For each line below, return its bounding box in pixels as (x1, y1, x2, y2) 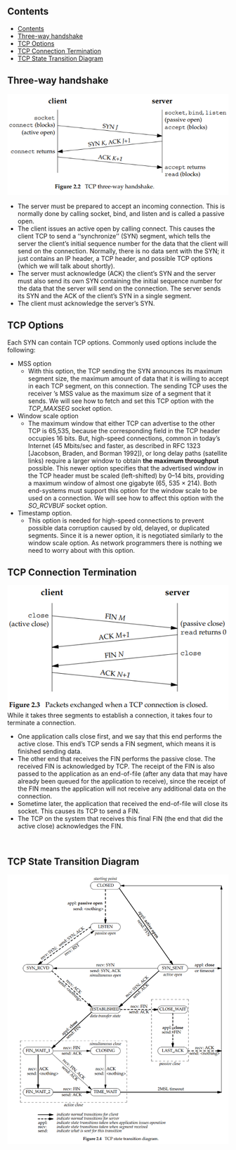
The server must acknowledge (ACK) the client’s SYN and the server (17, 269, 216, 277)
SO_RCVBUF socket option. (27, 501, 107, 509)
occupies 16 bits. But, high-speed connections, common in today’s (27, 434, 221, 442)
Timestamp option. (17, 509, 72, 517)
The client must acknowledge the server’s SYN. (17, 299, 155, 307)
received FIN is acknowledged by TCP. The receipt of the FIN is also (17, 762, 216, 770)
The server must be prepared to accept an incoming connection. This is (17, 202, 225, 210)
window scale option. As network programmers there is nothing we (27, 538, 223, 547)
